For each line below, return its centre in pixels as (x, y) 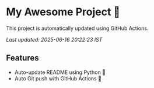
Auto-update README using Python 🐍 (60, 72)
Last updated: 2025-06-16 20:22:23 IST (54, 39)
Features (22, 58)
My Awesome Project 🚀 (63, 12)
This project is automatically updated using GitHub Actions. (77, 28)
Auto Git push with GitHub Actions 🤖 (58, 78)
